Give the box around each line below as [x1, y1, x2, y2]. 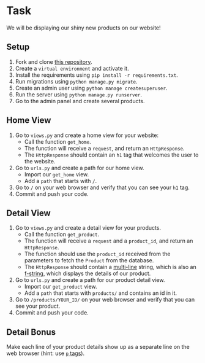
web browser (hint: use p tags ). [6, 349, 84, 357]
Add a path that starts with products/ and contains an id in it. [24, 289, 177, 297]
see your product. [15, 302, 61, 310]
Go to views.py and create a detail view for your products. [15, 224, 161, 232]
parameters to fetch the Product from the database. [24, 257, 154, 264]
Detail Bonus [6, 327, 56, 337]
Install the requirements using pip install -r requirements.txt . [15, 71, 179, 79]
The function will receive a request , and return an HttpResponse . [24, 144, 185, 152]
